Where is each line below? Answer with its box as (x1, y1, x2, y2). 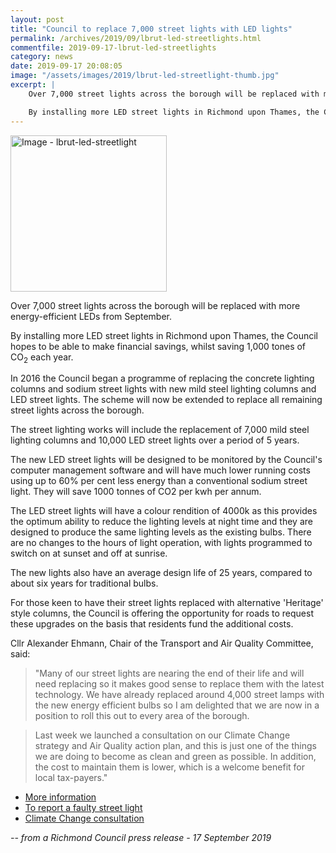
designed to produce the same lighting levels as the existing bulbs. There (10, 526, 312, 538)
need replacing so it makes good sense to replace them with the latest (34, 678, 325, 690)
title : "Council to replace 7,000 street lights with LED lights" (10, 24, 293, 34)
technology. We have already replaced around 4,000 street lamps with (34, 689, 325, 701)
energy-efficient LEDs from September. (10, 310, 173, 322)
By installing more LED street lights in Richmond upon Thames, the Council (10, 329, 318, 341)
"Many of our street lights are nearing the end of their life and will (34, 667, 305, 680)
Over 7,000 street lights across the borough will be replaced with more (10, 299, 301, 311)
